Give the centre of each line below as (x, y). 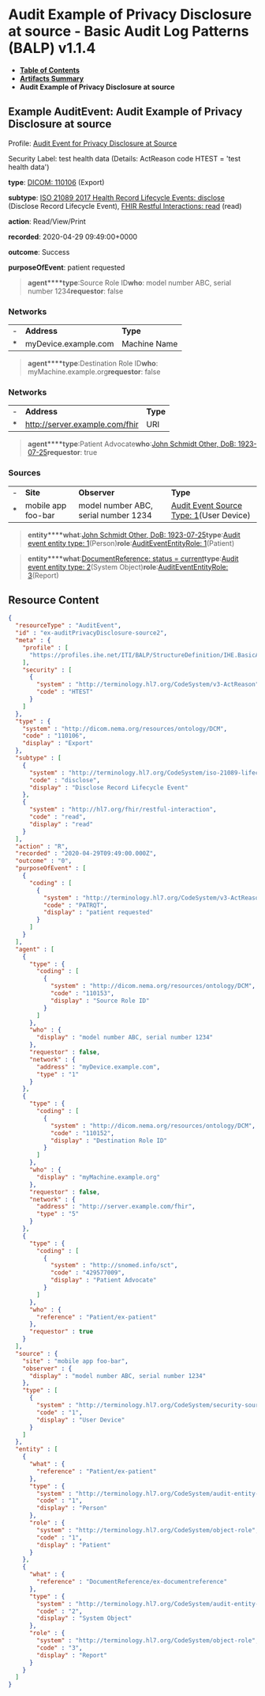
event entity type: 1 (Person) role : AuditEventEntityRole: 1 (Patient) (131, 543)
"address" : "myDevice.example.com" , (98, 1067)
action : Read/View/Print (47, 221)
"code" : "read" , (58, 817)
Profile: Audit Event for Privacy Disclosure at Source (93, 143)
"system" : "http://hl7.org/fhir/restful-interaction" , (123, 810)
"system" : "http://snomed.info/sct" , (114, 1266)
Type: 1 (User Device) (211, 515)
